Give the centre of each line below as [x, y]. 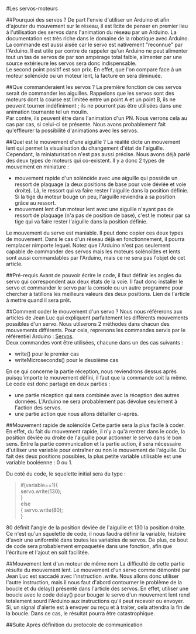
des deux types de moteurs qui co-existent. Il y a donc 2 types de [85, 161]
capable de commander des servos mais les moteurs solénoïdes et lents [93, 251]
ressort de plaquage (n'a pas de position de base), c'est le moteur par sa [102, 215]
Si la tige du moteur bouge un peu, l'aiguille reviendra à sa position [95, 197]
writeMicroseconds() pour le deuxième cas [66, 360]
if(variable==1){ [39, 485]
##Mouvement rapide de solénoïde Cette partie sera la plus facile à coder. [96, 425]
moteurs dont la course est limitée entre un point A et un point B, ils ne [91, 99]
